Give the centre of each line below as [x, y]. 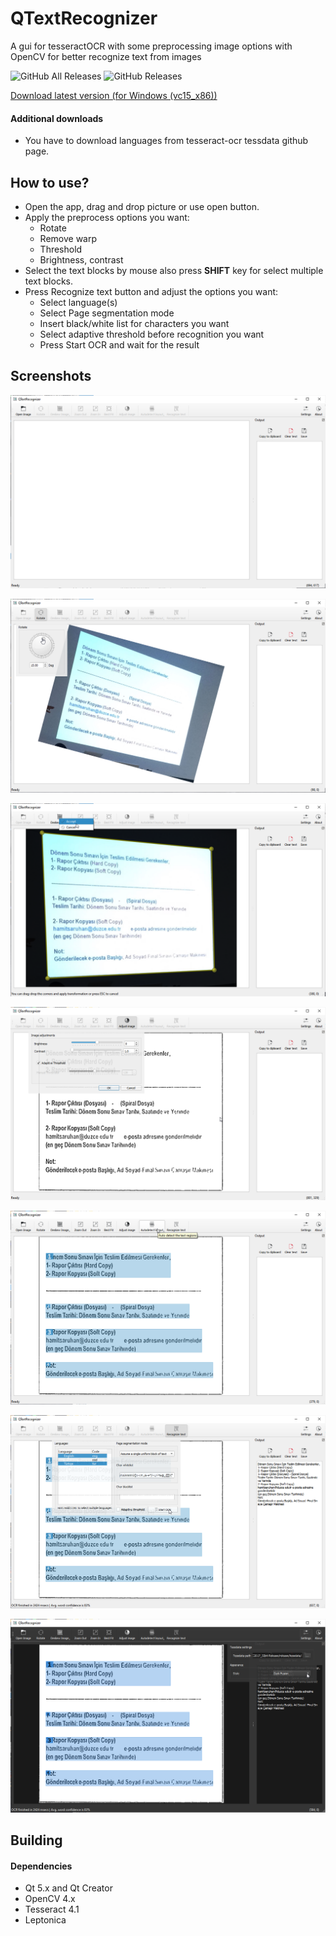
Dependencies [41, 1866]
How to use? [50, 182]
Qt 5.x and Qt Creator [68, 1888]
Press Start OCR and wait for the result [119, 344]
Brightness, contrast [81, 259]
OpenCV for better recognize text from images [106, 56]
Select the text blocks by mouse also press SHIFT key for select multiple [174, 270]
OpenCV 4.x [50, 1899]
